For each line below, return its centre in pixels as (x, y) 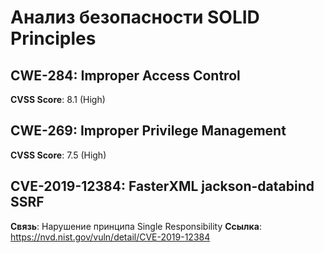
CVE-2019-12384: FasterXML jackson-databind (162, 186)
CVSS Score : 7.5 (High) (58, 155)
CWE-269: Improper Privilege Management (148, 131)
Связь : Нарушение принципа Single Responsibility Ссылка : (136, 226)
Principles (53, 38)
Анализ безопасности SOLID (135, 17)
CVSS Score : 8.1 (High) (58, 99)
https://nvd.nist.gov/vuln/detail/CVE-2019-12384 (110, 237)
